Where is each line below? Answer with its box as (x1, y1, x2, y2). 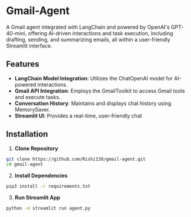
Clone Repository (14, 145, 59, 152)
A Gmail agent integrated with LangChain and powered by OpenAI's (6, 23, 170, 30)
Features (6, 59, 39, 69)
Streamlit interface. (6, 42, 53, 49)
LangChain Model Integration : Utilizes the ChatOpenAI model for (14, 74, 173, 82)
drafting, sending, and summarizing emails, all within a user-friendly (6, 36, 170, 43)
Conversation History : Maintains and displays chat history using (14, 100, 172, 107)
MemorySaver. (14, 106, 51, 113)
